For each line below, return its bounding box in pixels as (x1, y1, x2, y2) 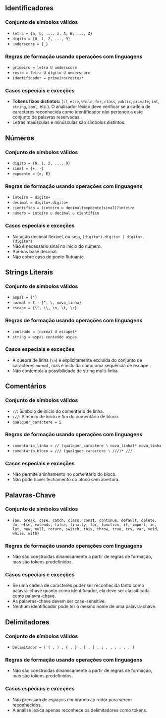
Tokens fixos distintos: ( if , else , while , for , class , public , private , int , (12, 99, 160, 105)
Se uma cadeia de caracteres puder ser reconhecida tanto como (12, 582, 145, 589)
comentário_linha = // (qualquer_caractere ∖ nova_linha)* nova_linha (12, 443, 162, 448)
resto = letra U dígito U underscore (12, 70, 91, 75)
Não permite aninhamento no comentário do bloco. (12, 471, 117, 477)
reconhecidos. (12, 702, 42, 708)
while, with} (12, 531, 40, 536)
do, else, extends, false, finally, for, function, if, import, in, (12, 522, 157, 527)
